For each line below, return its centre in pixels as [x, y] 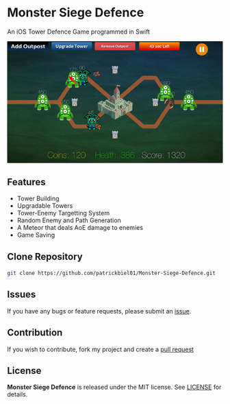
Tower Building [38, 199]
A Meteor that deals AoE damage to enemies [80, 228]
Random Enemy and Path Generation [69, 220]
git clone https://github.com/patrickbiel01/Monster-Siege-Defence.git [111, 273]
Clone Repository [45, 256]
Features [26, 182]
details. [17, 394]
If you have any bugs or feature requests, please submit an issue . [99, 311]
